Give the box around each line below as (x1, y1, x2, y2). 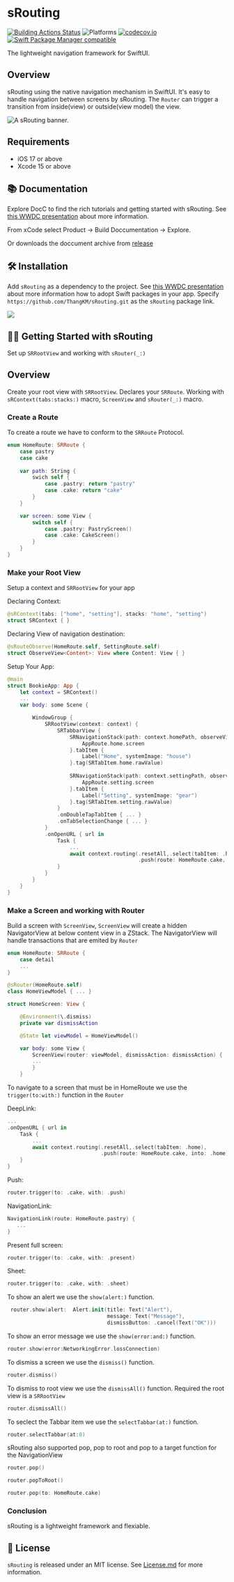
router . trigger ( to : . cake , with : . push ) (7, 1189, 127, 1196)
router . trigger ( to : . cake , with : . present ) (7, 1254, 136, 1262)
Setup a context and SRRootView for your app (7, 584, 135, 592)
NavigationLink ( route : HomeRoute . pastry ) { (7, 1215, 136, 1222)
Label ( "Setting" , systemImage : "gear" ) (81, 792, 198, 799)
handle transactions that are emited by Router (7, 936, 138, 945)
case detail (19, 956, 54, 963)
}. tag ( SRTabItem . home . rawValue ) (69, 759, 164, 767)
